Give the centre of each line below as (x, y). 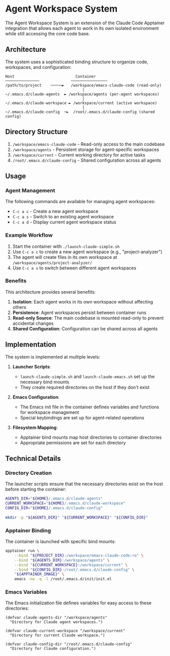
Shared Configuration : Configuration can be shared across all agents (85, 329)
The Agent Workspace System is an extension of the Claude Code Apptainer (85, 23)
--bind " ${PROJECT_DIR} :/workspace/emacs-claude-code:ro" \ (79, 555)
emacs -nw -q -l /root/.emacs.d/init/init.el (63, 579)
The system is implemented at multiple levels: (53, 357)
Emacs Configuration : (36, 397)
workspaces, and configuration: (38, 67)
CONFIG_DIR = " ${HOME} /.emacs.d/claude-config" (54, 508)
